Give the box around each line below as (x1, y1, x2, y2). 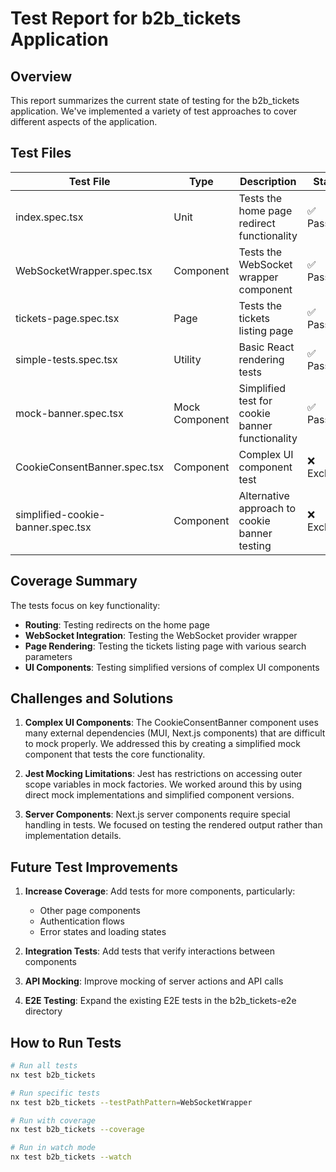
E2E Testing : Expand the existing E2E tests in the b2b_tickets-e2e (24, 995, 297, 1007)
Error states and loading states (39, 926, 167, 938)
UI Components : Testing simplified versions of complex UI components (24, 661, 320, 673)
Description (239, 174, 297, 188)
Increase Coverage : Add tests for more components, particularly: (24, 885, 296, 897)
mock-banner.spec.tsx (15, 406, 124, 420)
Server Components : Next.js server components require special (24, 808, 291, 821)
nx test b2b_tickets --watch (10, 1152, 132, 1162)
